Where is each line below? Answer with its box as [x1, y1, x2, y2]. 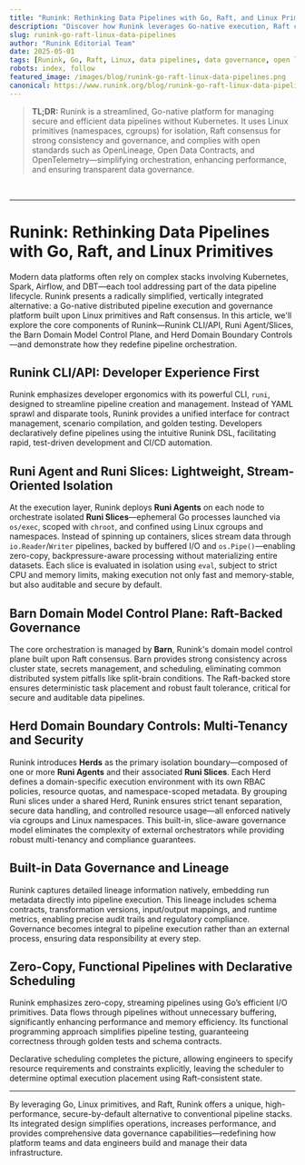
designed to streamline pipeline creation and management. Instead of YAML [9, 399, 293, 410]
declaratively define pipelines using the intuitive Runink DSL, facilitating [9, 428, 277, 439]
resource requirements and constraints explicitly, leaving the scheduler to [9, 1063, 284, 1074]
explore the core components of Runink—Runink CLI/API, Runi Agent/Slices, [9, 319, 294, 330]
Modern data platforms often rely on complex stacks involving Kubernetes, [9, 271, 289, 282]
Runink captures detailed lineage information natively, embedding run [9, 884, 270, 895]
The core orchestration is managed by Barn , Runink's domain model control [9, 644, 293, 654]
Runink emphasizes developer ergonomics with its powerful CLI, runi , [9, 389, 271, 400]
